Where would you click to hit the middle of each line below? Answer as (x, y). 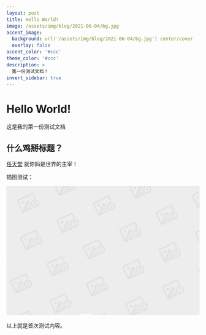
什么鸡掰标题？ (35, 148)
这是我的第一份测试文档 (36, 127)
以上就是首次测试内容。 (36, 325)
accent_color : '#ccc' (34, 52)
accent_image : (25, 33)
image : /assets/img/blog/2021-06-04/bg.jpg (63, 26)
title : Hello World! (33, 19)
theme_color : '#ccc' (33, 58)
